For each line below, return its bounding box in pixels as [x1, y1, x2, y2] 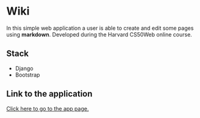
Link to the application [6, 89, 93, 99]
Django [15, 64, 34, 72]
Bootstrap [15, 71, 40, 78]
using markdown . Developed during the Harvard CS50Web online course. [6, 30, 192, 38]
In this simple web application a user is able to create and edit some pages [6, 24, 194, 32]
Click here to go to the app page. [6, 105, 89, 112]
